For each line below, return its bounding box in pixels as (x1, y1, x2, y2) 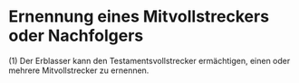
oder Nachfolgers (8, 25, 144, 46)
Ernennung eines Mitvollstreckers (8, 6, 269, 27)
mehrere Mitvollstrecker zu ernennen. (8, 65, 149, 76)
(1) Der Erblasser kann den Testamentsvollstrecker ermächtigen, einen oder (8, 55, 291, 66)
